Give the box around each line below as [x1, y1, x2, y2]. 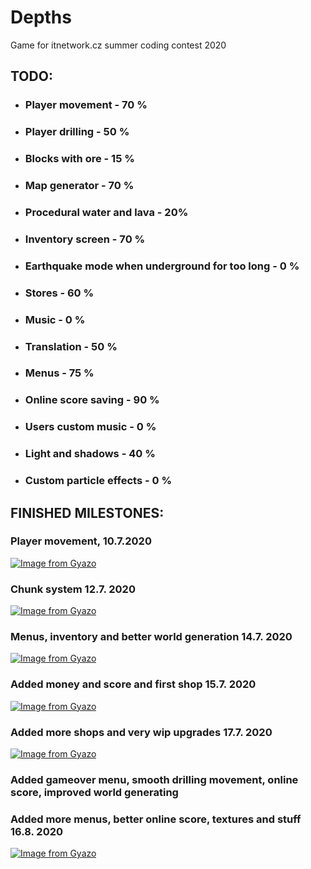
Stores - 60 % [24, 286, 95, 300]
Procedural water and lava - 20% [24, 205, 189, 219]
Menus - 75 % [24, 366, 95, 380]
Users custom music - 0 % [24, 420, 157, 434]
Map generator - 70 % [24, 179, 135, 193]
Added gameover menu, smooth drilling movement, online [10, 772, 299, 786]
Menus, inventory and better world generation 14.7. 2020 [10, 630, 293, 644]
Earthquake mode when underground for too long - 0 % [24, 259, 300, 273]
